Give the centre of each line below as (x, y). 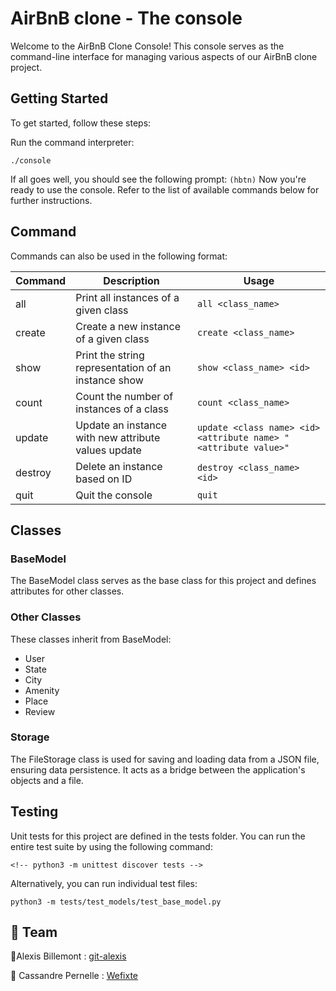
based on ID (104, 479)
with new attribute (118, 437)
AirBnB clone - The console (126, 18)
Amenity (42, 690)
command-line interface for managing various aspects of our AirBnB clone (164, 56)
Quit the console (114, 495)
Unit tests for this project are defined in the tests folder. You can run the (158, 836)
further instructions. (51, 200)
